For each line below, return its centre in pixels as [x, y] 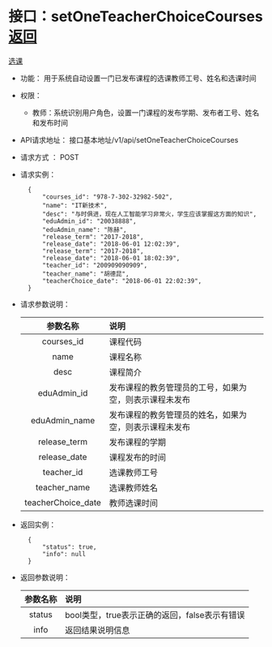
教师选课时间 [133, 503]
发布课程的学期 [137, 442]
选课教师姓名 [133, 487]
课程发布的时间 [137, 457]
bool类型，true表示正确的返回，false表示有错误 [155, 615]
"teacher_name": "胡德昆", [85, 274]
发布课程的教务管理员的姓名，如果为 [178, 414]
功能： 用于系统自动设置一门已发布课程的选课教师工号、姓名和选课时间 [138, 78]
